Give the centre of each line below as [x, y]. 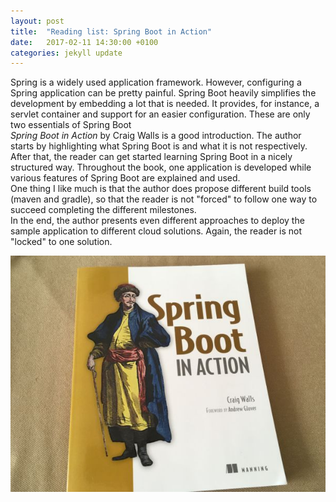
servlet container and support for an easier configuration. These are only [160, 114]
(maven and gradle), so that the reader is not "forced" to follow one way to [164, 199]
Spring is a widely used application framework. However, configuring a [156, 82]
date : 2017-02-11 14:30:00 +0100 [84, 42]
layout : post [37, 21]
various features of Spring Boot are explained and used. [125, 178]
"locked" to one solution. [61, 242]
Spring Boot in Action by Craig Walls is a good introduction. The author [156, 136]
